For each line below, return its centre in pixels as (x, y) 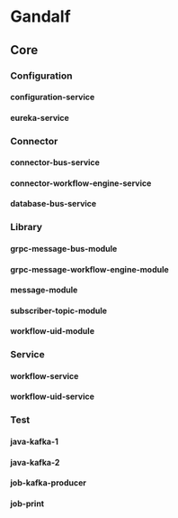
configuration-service (53, 97)
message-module (44, 290)
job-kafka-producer (48, 483)
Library (27, 227)
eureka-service (40, 117)
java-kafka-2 (35, 462)
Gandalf (40, 17)
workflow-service (44, 375)
